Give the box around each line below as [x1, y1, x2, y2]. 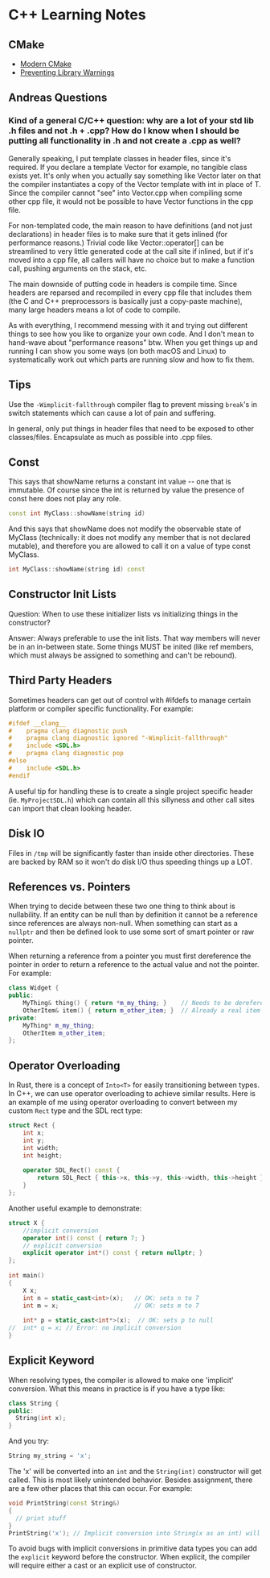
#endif [8, 771, 31, 779]
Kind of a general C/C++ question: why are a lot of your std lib [8, 115, 255, 127]
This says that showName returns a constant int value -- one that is [8, 477, 231, 487]
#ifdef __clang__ [8, 719, 67, 727]
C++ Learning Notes [8, 6, 146, 24]
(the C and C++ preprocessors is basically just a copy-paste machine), [8, 296, 243, 305]
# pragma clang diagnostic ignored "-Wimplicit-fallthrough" [8, 734, 228, 742]
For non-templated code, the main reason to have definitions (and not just [8, 220, 253, 230]
